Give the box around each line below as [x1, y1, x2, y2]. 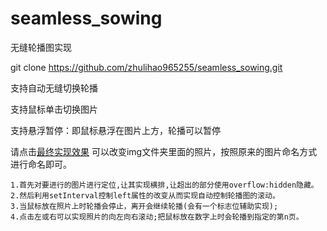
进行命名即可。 [10, 158, 72, 170]
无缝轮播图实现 [10, 41, 72, 53]
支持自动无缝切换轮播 [10, 82, 98, 94]
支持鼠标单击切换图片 [10, 103, 98, 115]
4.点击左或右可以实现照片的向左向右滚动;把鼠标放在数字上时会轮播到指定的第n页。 [10, 212, 304, 222]
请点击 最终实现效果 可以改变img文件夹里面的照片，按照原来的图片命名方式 [10, 145, 318, 157]
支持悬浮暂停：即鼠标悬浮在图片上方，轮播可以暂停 [10, 124, 221, 136]
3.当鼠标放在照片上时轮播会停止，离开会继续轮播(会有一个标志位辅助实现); [10, 201, 279, 211]
